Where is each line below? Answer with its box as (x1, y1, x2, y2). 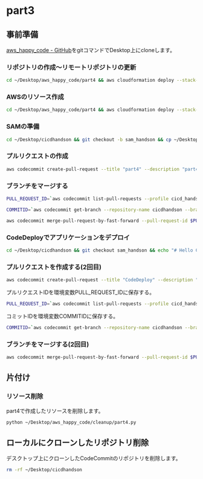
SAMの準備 (6, 122, 39, 131)
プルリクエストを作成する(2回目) (6, 263, 101, 271)
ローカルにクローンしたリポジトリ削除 (6, 437, 149, 447)
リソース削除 (6, 392, 43, 401)
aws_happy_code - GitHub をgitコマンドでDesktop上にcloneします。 (6, 47, 175, 53)
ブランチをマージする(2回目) (6, 340, 89, 349)
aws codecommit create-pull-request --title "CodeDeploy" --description (6, 277, 193, 283)
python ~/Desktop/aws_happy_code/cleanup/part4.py (6, 419, 137, 425)
